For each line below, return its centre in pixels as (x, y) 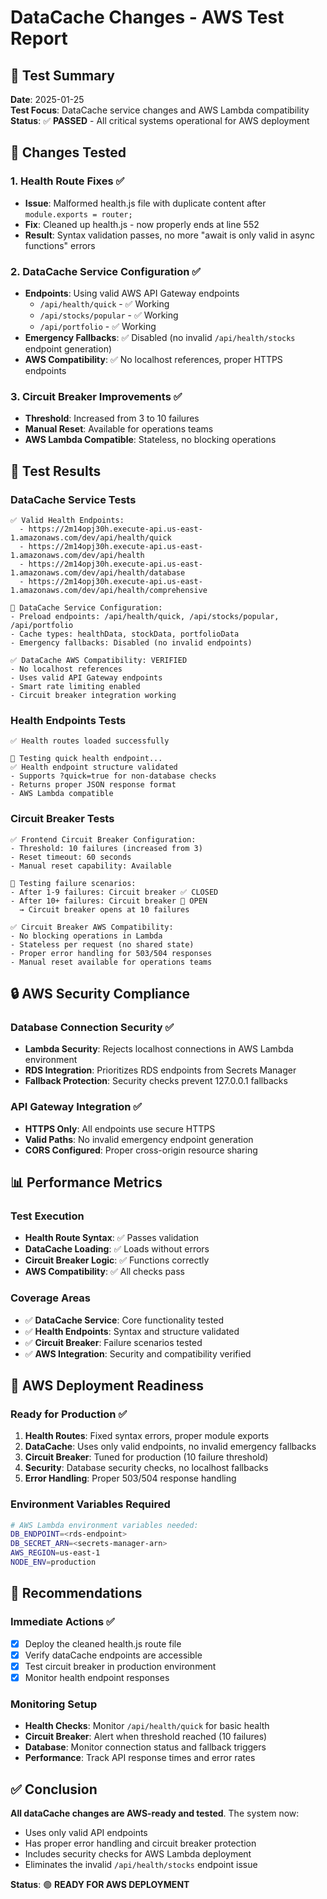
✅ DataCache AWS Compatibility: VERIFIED (99, 660)
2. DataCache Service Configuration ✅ (106, 271)
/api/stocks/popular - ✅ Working (109, 315)
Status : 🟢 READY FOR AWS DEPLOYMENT (100, 1884)
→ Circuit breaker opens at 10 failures (104, 909)
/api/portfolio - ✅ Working (98, 326)
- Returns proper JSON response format (93, 785)
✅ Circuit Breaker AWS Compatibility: (92, 927)
